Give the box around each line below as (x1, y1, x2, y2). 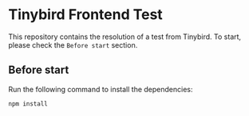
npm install (8, 99, 48, 108)
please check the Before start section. (8, 40, 138, 49)
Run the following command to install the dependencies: (8, 84, 193, 94)
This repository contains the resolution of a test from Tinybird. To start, (8, 32, 242, 41)
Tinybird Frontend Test (8, 6, 164, 24)
